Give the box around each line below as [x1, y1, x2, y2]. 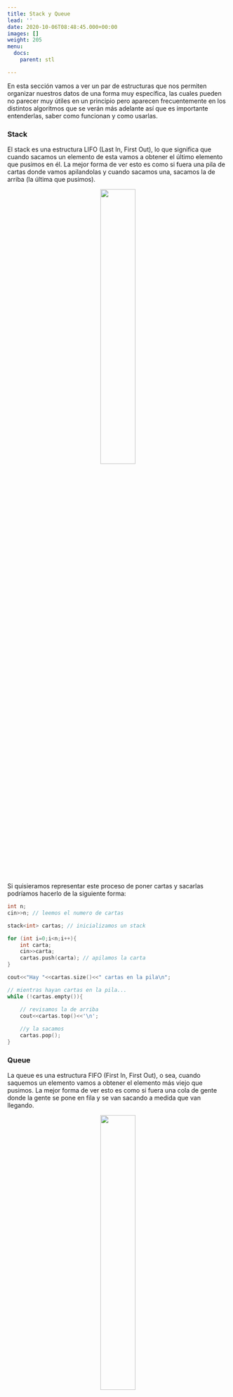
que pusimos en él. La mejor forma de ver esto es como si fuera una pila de [7, 160, 226, 169]
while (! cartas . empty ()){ [7, 993, 83, 1000]
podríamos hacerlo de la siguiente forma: [7, 889, 126, 898]
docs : [13, 50, 30, 57]
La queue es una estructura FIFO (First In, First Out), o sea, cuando [7, 1072, 201, 1080]
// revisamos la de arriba [20, 1005, 99, 1013]
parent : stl [20, 56, 55, 63]
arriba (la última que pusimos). [7, 175, 96, 184]
